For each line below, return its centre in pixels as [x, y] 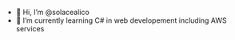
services [30, 29]
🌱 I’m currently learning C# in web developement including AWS [121, 20]
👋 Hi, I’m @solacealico [52, 12]
